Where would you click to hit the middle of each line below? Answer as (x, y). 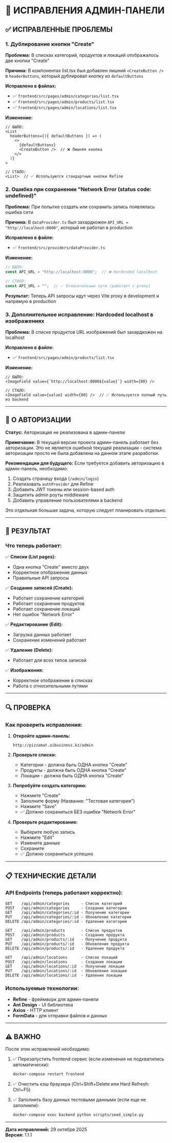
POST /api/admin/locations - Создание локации (64, 962)
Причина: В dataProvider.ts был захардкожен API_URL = (67, 222)
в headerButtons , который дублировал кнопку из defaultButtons (74, 76)
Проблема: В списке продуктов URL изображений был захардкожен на (84, 332)
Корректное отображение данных (50, 573)
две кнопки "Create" (27, 61)
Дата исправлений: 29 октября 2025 (46, 1129)
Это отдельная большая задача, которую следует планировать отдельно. (86, 510)
